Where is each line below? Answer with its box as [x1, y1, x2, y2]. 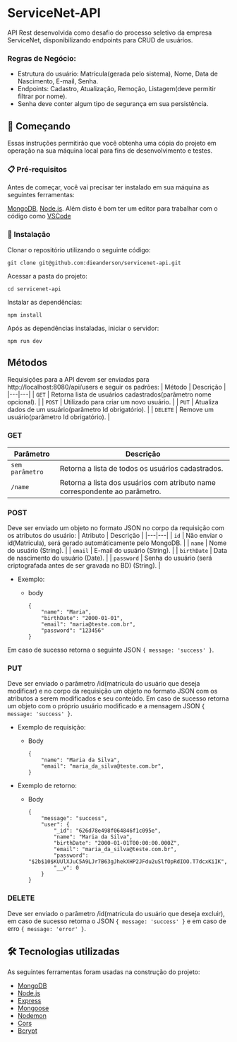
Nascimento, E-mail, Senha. [17, 77, 99, 86]
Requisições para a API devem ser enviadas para [7, 375, 150, 384]
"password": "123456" [41, 627, 104, 634]
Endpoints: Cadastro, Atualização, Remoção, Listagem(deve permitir [17, 85, 217, 93]
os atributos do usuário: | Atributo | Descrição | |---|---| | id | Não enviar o [7, 532, 224, 540]
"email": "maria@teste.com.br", [41, 621, 136, 628]
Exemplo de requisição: [17, 723, 86, 732]
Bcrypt [17, 1026, 37, 1035]
